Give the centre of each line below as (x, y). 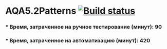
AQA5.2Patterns (41, 11)
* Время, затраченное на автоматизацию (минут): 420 (78, 41)
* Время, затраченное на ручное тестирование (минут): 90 (84, 27)
